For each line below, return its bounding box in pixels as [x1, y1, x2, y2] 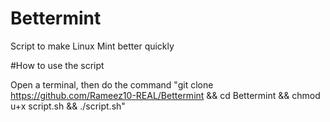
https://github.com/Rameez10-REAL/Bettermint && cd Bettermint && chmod [10, 89, 321, 101]
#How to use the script [10, 59, 105, 71]
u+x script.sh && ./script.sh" [10, 100, 126, 112]
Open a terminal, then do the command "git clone [10, 78, 214, 91]
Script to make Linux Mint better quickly [10, 40, 175, 52]
